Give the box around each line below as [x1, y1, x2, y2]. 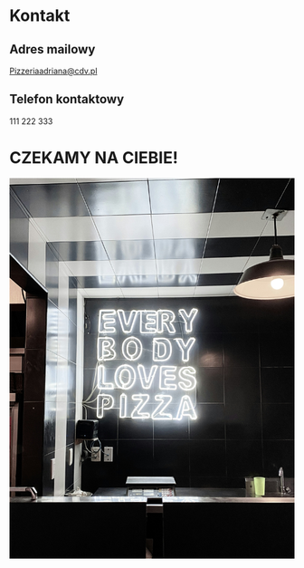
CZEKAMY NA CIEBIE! [9, 148, 178, 168]
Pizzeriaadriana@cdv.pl [9, 65, 98, 76]
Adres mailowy [9, 42, 96, 57]
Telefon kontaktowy [9, 91, 125, 107]
